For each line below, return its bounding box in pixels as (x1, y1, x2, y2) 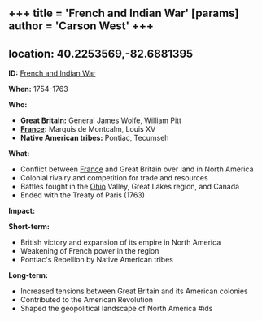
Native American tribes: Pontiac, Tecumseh (20, 133, 169, 143)
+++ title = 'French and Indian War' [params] (8, 7, 239, 20)
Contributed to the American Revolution (20, 295, 153, 305)
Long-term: (8, 271, 49, 280)
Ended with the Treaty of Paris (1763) (20, 190, 145, 200)
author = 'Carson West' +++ (8, 20, 155, 33)
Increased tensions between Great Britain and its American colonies (20, 286, 248, 296)
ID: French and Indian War (8, 68, 96, 78)
